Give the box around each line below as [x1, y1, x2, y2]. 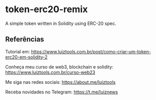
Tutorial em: [5, 48, 30, 54]
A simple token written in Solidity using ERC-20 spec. [5, 20, 116, 26]
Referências [5, 35, 45, 44]
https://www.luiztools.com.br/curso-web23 [5, 69, 95, 75]
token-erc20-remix [5, 4, 88, 15]
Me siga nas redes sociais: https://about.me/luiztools [5, 79, 115, 85]
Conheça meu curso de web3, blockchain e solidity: [5, 63, 113, 70]
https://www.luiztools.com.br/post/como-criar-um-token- [31, 48, 151, 54]
